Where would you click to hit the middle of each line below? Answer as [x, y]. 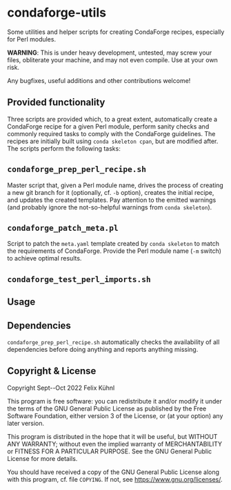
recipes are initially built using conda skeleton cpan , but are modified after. [113, 141]
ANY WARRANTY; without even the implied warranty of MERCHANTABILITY [115, 444]
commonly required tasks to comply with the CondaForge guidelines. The [111, 133]
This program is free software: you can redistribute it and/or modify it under [114, 401]
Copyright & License [52, 371]
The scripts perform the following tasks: [64, 148]
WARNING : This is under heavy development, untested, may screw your [110, 53]
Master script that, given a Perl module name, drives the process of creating [115, 185]
